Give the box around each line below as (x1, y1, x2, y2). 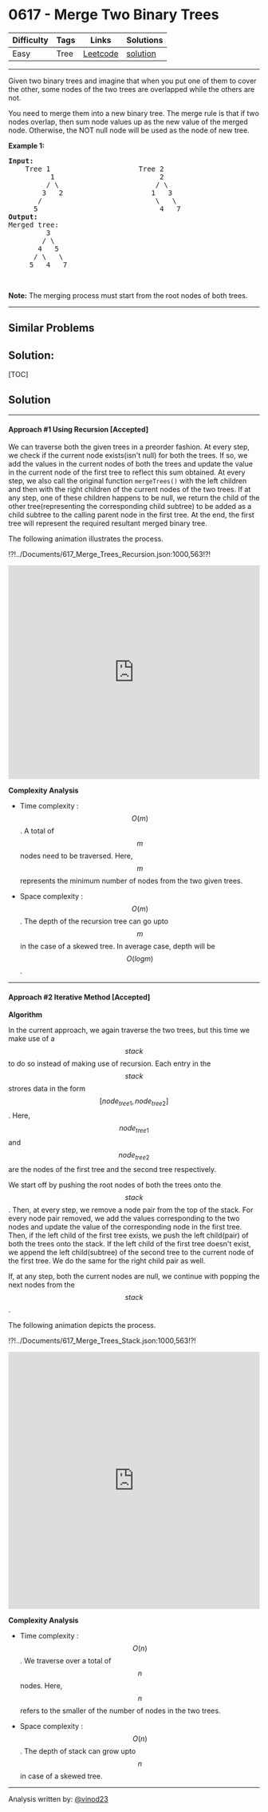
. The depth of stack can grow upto (19, 1746, 136, 1755)
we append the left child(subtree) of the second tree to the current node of (8, 1247, 254, 1257)
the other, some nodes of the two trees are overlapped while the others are (8, 84, 255, 93)
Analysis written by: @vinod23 (8, 1794, 109, 1803)
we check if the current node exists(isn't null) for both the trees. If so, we (8, 451, 248, 460)
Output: (8, 212, 38, 221)
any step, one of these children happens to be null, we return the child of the (8, 493, 261, 503)
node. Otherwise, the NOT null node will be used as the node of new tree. (8, 125, 250, 135)
